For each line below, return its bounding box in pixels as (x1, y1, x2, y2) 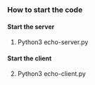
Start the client (7, 54, 52, 63)
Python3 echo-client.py (17, 70, 87, 78)
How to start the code (7, 5, 83, 15)
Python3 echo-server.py (17, 38, 89, 46)
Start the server (7, 22, 55, 31)
